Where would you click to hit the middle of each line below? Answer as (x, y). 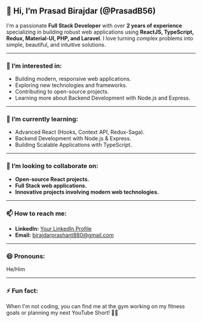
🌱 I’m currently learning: (42, 119)
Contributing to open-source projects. (62, 92)
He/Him (16, 269)
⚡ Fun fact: (22, 291)
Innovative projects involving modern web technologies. (87, 192)
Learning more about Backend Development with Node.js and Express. (103, 98)
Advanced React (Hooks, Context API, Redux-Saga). (80, 132)
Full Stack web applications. (51, 185)
